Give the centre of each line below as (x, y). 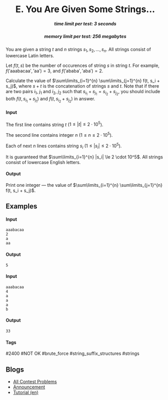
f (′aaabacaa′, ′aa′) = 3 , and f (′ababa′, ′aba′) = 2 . (54, 71)
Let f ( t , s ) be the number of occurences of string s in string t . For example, (83, 66)
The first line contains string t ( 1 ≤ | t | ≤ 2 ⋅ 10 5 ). (55, 124)
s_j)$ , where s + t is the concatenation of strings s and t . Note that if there (82, 86)
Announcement (29, 387)
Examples (21, 206)
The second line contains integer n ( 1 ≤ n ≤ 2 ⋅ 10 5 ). (59, 135)
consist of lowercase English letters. (43, 162)
